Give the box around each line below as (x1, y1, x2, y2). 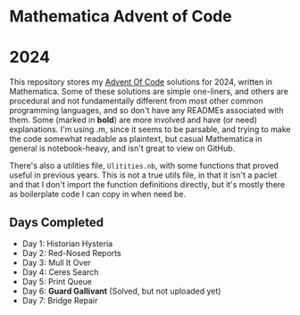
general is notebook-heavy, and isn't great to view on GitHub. (9, 143, 236, 153)
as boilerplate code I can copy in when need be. (9, 189, 186, 200)
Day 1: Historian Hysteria (21, 238, 113, 249)
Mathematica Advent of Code (9, 6, 232, 27)
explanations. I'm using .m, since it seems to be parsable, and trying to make (9, 124, 291, 135)
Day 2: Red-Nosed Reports (21, 247, 122, 258)
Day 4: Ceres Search (21, 266, 99, 278)
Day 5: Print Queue (21, 276, 92, 286)
